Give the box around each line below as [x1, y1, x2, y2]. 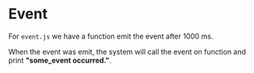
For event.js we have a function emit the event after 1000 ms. [8, 31, 214, 41]
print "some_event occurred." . [8, 55, 112, 65]
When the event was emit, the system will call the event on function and [8, 47, 247, 56]
